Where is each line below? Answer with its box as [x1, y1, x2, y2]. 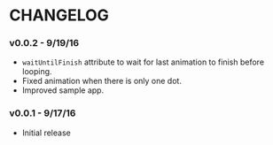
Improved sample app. [21, 85, 105, 95]
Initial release [21, 127, 71, 138]
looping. [21, 66, 52, 77]
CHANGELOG [9, 5, 109, 26]
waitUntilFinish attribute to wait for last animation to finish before [21, 57, 264, 67]
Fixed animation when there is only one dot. [21, 76, 182, 87]
